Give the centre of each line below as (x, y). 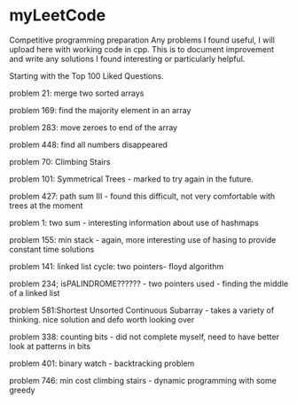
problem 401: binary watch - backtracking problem (102, 363)
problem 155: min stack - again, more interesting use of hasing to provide (143, 239)
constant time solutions (52, 249)
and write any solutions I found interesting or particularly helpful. (127, 58)
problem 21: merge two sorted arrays (77, 93)
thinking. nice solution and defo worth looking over (102, 319)
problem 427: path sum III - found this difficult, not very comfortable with (142, 196)
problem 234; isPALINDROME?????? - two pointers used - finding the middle (149, 284)
